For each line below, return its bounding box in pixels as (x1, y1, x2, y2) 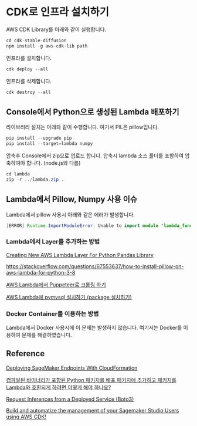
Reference (6, 349, 45, 359)
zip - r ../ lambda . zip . (6, 177, 64, 182)
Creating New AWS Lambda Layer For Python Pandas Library (6, 251, 154, 258)
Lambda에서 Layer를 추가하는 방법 (6, 238, 100, 246)
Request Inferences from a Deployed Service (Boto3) (6, 395, 134, 403)
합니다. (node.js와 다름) (26, 160, 81, 166)
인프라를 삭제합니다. (6, 77, 52, 84)
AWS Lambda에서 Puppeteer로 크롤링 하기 (6, 281, 107, 288)
